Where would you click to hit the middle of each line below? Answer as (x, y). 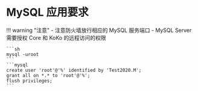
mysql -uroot (23, 54)
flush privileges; (29, 81)
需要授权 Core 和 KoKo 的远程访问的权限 (56, 37)
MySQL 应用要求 (47, 12)
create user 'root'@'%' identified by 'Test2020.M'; (74, 70)
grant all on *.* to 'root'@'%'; (48, 75)
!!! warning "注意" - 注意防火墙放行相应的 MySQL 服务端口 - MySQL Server (99, 30)
